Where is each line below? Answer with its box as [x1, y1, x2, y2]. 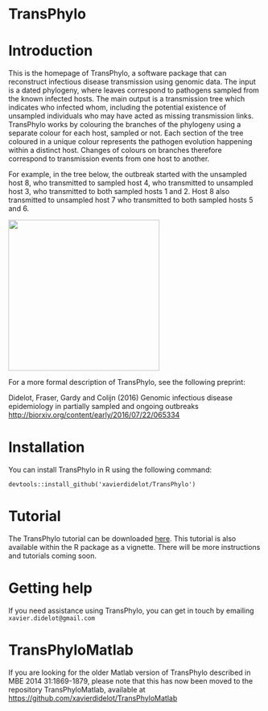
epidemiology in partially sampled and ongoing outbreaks [8, 402, 199, 411]
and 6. [8, 204, 30, 213]
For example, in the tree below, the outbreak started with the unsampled [8, 170, 247, 180]
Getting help [8, 579, 93, 597]
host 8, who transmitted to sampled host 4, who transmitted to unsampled [8, 178, 254, 188]
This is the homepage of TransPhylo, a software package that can [8, 68, 227, 78]
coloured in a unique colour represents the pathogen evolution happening [8, 137, 253, 147]
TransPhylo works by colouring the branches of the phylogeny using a [8, 120, 241, 130]
